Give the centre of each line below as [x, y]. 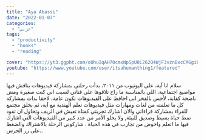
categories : [21, 23]
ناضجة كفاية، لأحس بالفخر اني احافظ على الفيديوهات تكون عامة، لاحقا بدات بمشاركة [101, 98]
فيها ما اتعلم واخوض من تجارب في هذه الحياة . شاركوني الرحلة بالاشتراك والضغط [98, 124]
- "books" [24, 46]
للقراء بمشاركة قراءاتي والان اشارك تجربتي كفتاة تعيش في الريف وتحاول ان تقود [97, 111]
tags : [13, 35]
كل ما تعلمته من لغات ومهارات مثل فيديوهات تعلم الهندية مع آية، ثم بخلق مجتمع [95, 104]
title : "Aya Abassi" [32, 12]
